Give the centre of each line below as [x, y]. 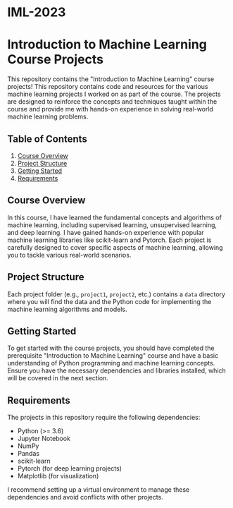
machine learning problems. [48, 116]
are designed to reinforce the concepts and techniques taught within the [112, 102]
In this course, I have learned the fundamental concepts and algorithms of [114, 217]
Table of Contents [48, 139]
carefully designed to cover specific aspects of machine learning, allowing [115, 247]
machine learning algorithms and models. [67, 309]
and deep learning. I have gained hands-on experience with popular [106, 232]
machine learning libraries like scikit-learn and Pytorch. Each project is [109, 240]
